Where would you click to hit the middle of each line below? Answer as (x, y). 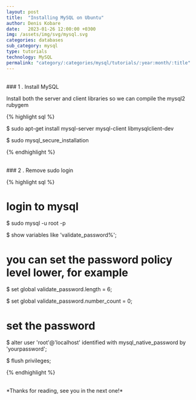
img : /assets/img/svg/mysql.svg (47, 35)
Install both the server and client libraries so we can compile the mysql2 (96, 98)
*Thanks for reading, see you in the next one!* (65, 391)
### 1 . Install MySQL (33, 86)
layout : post (23, 12)
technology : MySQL (29, 57)
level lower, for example (67, 273)
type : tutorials (27, 52)
